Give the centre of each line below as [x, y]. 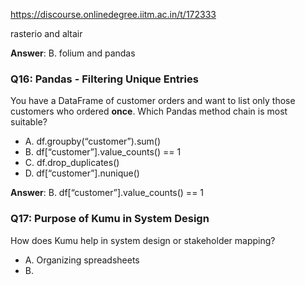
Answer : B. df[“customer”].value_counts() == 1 [107, 193]
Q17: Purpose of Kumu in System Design [110, 219]
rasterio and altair [46, 33]
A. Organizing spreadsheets [82, 260]
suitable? [29, 122]
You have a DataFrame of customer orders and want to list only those [153, 101]
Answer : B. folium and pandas [73, 53]
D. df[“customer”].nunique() [82, 173]
